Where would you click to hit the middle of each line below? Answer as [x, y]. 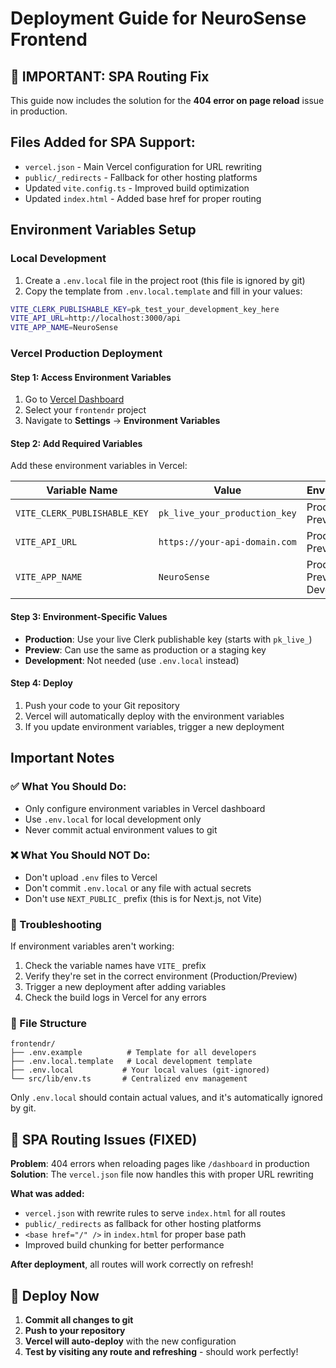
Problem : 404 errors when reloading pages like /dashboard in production [160, 1164]
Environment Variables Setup [103, 230]
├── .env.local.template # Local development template [131, 1062]
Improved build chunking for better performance [124, 1245]
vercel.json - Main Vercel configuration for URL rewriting [143, 166]
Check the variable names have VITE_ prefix [115, 966]
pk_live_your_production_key [227, 513]
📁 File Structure [49, 1024]
